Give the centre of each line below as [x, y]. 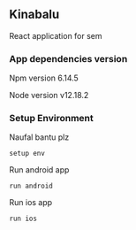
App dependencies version [68, 58]
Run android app [39, 170]
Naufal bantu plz [39, 137]
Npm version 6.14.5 [44, 78]
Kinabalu [34, 15]
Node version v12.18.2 [49, 96]
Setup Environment [52, 119]
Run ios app [31, 203]
